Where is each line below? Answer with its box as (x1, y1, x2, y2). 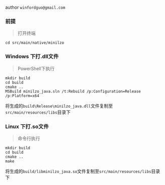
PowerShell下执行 (17, 65, 54, 71)
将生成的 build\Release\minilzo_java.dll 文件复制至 (5, 103, 113, 109)
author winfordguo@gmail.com (5, 5, 66, 10)
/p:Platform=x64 (5, 93, 39, 98)
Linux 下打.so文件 (5, 123, 49, 130)
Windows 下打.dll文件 (5, 53, 59, 60)
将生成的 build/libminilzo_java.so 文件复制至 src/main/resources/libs (5, 168, 151, 174)
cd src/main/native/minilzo (5, 40, 65, 45)
